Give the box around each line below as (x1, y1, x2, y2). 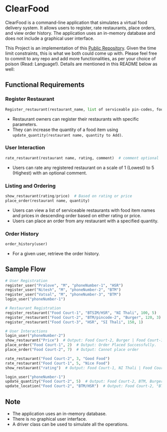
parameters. (12, 121, 38, 127)
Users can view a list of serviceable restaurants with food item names (12, 207, 156, 213)
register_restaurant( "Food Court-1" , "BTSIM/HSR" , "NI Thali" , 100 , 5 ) (5, 310, 157, 315)
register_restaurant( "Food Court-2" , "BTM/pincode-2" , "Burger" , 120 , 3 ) (5, 315, 162, 320)
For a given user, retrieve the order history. (12, 250, 100, 257)
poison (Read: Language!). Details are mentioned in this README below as (5, 61, 158, 67)
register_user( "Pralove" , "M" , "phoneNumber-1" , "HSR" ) (5, 283, 123, 288)
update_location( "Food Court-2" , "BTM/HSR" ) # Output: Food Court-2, (5, 384, 155, 389)
